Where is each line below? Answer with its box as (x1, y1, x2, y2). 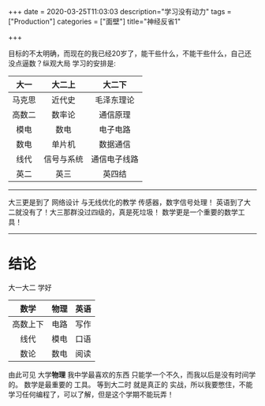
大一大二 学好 (8, 282, 52, 292)
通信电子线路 (91, 154, 140, 164)
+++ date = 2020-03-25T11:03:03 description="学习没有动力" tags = (8, 7, 232, 16)
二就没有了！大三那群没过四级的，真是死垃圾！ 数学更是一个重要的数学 (8, 207, 238, 217)
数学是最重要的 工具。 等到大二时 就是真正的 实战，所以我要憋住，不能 (23, 379, 253, 389)
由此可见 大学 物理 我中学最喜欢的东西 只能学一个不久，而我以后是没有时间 (8, 370, 249, 379)
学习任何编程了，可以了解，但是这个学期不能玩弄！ (8, 389, 174, 399)
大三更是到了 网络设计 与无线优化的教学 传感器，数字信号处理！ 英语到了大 (8, 198, 251, 207)
